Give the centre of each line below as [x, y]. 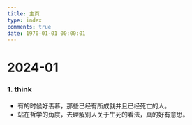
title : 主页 [23, 14]
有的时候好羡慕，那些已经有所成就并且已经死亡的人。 [94, 105]
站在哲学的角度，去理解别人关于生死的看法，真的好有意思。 [103, 114]
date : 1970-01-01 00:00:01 [46, 33]
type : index [24, 20]
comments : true [29, 27]
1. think [20, 89]
